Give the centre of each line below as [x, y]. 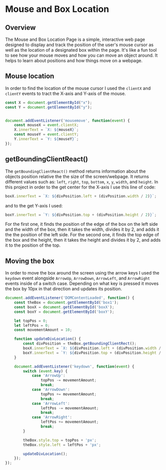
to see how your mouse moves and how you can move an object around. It [82, 55]
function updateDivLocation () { [47, 339]
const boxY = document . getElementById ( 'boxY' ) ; [64, 312]
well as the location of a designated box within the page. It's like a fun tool [81, 50]
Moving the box [30, 261]
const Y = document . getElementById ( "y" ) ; [49, 107]
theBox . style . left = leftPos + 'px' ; [62, 445]
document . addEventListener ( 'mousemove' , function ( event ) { [68, 120]
